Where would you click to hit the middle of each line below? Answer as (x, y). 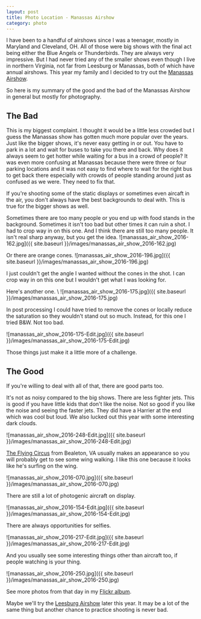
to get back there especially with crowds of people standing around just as (99, 175)
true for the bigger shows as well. (48, 207)
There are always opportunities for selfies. (59, 525)
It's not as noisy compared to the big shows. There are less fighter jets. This (100, 397)
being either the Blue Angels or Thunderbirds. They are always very (90, 53)
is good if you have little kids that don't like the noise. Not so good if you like (101, 404)
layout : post (23, 12)
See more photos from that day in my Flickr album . (69, 592)
